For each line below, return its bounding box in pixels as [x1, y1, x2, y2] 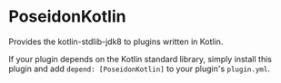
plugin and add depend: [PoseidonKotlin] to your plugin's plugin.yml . [8, 63, 270, 74]
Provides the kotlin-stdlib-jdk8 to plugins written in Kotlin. [8, 36, 224, 47]
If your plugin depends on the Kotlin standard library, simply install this [8, 53, 272, 64]
